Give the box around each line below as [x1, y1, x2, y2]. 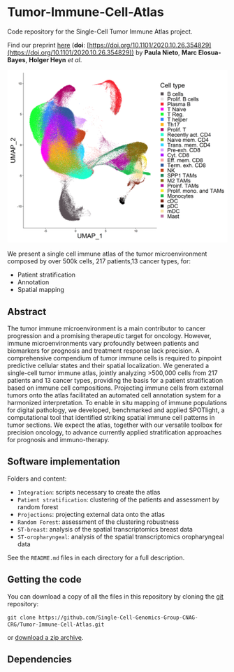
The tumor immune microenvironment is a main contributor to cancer [7, 324, 206, 333]
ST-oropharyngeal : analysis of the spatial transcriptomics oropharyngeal [17, 532, 225, 541]
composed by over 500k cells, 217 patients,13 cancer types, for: [7, 257, 191, 265]
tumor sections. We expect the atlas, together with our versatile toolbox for [7, 421, 223, 429]
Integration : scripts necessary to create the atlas [17, 488, 161, 496]
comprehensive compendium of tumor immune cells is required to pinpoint [7, 353, 222, 362]
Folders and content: [7, 474, 67, 483]
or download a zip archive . [7, 633, 84, 641]
